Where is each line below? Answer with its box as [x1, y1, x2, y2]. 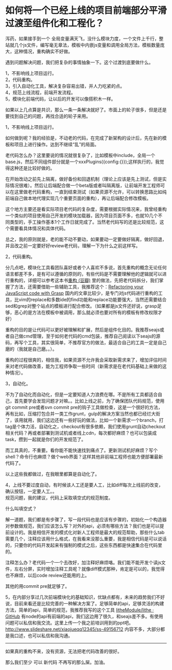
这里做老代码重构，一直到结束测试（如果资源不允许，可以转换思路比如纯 [14, 188, 167, 195]
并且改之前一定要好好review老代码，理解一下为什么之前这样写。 [5, 242, 141, 249]
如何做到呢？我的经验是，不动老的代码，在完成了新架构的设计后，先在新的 [5, 134, 162, 141]
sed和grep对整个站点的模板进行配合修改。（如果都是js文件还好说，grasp [5, 303, 157, 309]
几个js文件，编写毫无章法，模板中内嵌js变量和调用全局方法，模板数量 [14, 42, 160, 48]
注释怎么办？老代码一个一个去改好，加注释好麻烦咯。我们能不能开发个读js [5, 559, 161, 565]
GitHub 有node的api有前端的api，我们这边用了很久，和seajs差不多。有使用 [5, 613, 163, 619]
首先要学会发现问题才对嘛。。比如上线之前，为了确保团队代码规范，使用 [14, 398, 165, 404]
